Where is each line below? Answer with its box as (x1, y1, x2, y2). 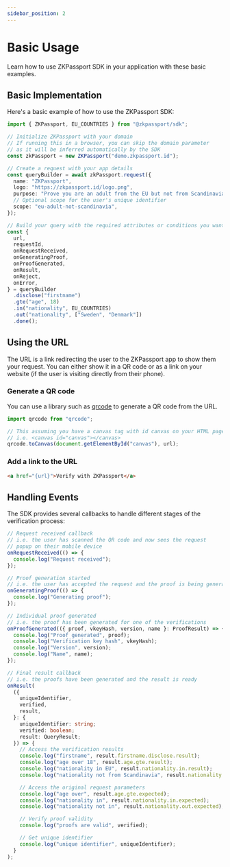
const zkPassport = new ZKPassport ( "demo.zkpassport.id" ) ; (7, 152, 179, 159)
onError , (13, 279, 38, 286)
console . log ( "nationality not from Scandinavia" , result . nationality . (19, 772, 225, 778)
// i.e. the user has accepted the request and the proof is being (7, 581, 204, 588)
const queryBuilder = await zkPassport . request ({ (7, 171, 152, 178)
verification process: (7, 517, 65, 525)
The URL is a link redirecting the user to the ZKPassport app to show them (7, 355, 216, 363)
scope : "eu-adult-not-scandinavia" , (13, 203, 118, 210)
